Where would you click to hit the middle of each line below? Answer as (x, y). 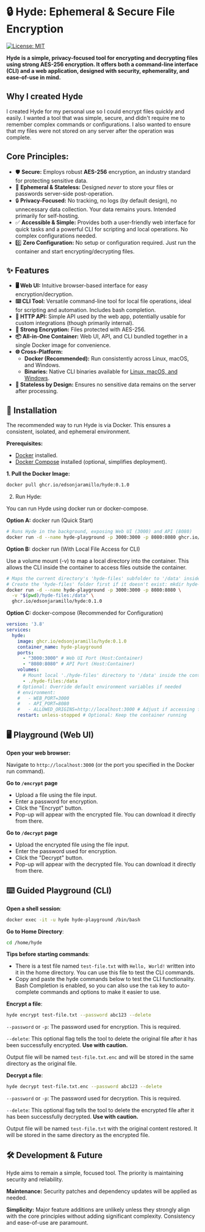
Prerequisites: (25, 444)
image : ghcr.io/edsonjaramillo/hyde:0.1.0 (72, 641)
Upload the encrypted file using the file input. (72, 845)
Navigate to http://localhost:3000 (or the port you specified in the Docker (100, 764)
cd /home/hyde (24, 943)
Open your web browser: (38, 753)
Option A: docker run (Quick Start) (50, 520)
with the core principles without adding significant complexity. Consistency (101, 1216)
